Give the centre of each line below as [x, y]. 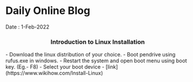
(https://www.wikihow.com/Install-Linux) [54, 73]
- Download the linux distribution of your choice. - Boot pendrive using [91, 55]
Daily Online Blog [48, 11]
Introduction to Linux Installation [98, 42]
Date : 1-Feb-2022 [27, 27]
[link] [112, 67]
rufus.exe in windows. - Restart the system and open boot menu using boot [96, 61]
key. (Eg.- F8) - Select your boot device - [55, 67]
